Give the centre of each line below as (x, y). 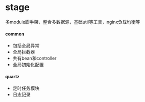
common (15, 34)
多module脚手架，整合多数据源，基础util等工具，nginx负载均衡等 (73, 22)
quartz (12, 76)
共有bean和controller (34, 58)
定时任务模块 (26, 88)
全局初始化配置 (28, 65)
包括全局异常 (26, 46)
